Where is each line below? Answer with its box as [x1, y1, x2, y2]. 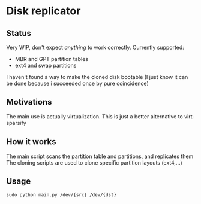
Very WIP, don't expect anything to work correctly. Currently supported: [6, 44, 184, 51]
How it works [6, 136, 56, 147]
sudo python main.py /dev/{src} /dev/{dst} [6, 192, 117, 198]
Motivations [6, 97, 52, 107]
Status [6, 28, 32, 38]
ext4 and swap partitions [14, 62, 77, 69]
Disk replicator [6, 4, 81, 18]
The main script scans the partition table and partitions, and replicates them [6, 153, 194, 160]
